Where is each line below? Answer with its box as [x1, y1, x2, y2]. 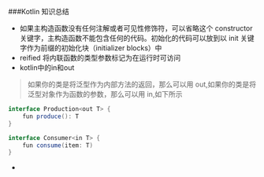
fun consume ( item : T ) [22, 141, 93, 149]
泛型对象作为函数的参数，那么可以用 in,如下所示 [27, 90, 183, 98]
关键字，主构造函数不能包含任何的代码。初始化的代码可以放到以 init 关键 [19, 34, 255, 42]
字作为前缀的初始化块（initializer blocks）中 [19, 43, 162, 53]
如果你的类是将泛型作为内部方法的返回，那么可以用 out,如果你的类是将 [27, 79, 257, 89]
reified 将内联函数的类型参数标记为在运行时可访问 [19, 53, 181, 62]
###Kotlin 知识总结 [8, 7, 69, 16]
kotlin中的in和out [19, 63, 75, 72]
